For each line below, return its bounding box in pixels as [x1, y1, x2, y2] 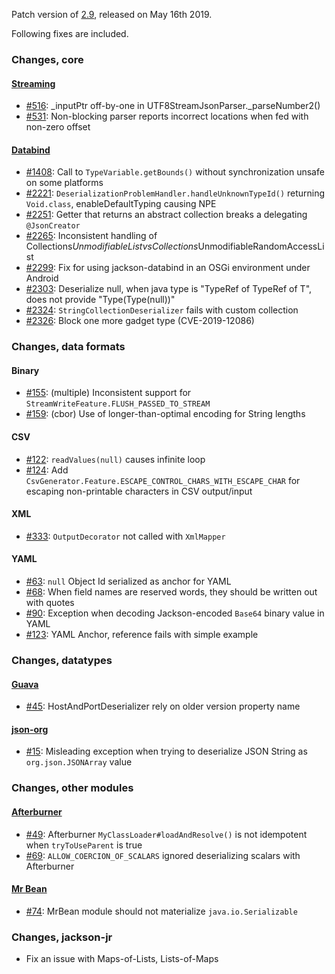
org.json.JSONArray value [25, 756, 133, 768]
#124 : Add [25, 464, 69, 476]
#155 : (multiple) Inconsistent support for [25, 387, 192, 399]
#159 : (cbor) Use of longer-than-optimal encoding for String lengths [25, 408, 306, 420]
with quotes [25, 597, 75, 609]
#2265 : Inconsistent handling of [25, 230, 158, 242]
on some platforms [25, 177, 104, 189]
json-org [11, 723, 49, 735]
